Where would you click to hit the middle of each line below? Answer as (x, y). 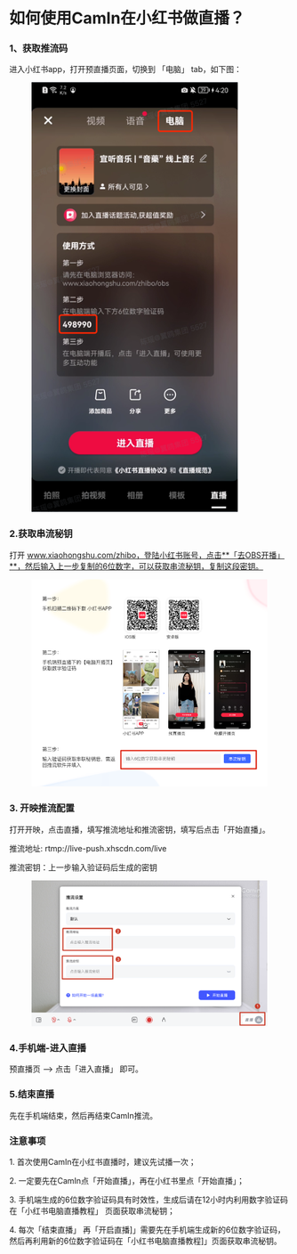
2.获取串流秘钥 (41, 533)
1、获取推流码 (39, 48)
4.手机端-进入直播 (48, 1047)
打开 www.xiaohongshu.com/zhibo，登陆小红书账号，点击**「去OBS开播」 (147, 555)
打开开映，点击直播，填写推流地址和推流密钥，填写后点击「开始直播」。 (140, 829)
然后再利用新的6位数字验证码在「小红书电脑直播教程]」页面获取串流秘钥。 (145, 1241)
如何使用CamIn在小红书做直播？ (127, 18)
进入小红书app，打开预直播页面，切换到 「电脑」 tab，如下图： (125, 69)
